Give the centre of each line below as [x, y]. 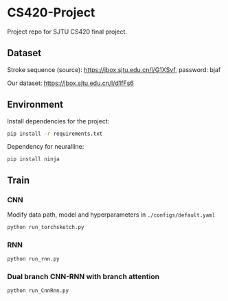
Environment [35, 105]
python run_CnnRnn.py [38, 291]
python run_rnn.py [33, 259]
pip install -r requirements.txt [55, 134]
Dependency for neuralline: [46, 147]
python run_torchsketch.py [46, 228]
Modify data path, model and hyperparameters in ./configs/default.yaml [111, 215]
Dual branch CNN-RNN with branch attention [83, 277]
